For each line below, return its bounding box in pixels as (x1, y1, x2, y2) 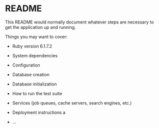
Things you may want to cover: (5, 34, 68, 40)
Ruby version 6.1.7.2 (12, 43, 53, 49)
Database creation (12, 71, 50, 77)
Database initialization (12, 81, 57, 87)
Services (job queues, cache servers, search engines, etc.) (12, 100, 132, 106)
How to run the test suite (12, 90, 62, 96)
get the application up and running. (5, 24, 76, 30)
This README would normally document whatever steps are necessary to (5, 19, 154, 25)
